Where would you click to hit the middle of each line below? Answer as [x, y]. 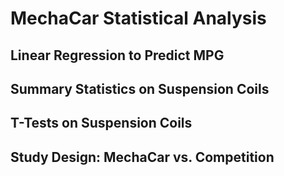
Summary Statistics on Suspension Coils [140, 88]
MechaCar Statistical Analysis [138, 18]
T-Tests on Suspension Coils [101, 123]
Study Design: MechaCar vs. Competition [142, 157]
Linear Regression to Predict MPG [117, 55]
